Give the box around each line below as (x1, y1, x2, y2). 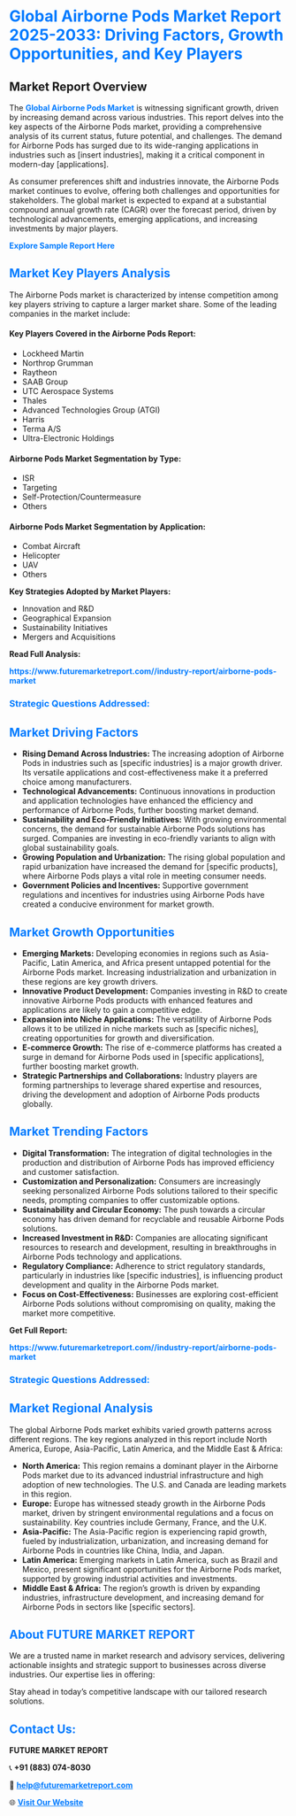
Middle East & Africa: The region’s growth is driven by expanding (21, 1582, 261, 1593)
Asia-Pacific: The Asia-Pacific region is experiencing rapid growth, (21, 1526, 268, 1537)
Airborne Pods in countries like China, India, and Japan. (21, 1545, 225, 1556)
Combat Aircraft (21, 541, 81, 552)
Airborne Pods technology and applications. (21, 1251, 183, 1262)
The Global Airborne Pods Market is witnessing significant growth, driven (9, 103, 279, 112)
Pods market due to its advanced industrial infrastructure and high (21, 1470, 263, 1480)
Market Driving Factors (9, 724, 139, 740)
